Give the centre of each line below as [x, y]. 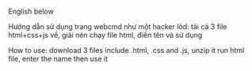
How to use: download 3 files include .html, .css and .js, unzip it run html [126, 50]
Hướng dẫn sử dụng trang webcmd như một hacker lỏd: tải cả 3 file [118, 26]
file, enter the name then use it [58, 59]
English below [31, 11]
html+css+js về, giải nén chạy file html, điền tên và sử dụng [105, 35]
